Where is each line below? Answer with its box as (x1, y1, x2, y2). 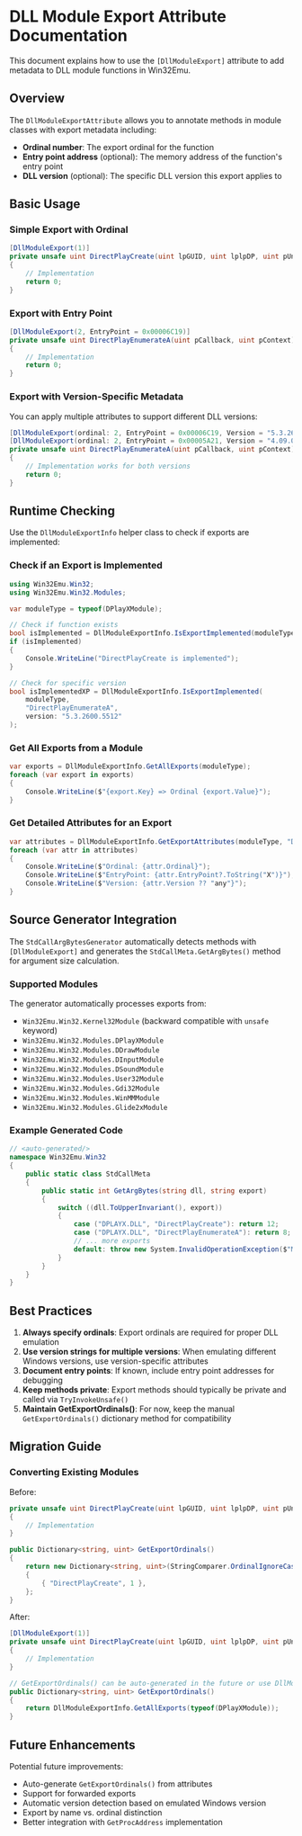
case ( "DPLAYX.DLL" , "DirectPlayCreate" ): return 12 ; (73, 1220, 280, 1229)
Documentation (9, 25, 129, 46)
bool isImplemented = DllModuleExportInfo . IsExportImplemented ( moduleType (9, 629, 296, 638)
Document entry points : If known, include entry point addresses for (22, 1366, 275, 1376)
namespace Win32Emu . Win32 (9, 1153, 106, 1162)
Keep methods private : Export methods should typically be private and (22, 1384, 287, 1395)
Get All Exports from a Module (9, 741, 144, 754)
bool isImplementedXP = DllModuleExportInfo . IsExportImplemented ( (9, 686, 263, 696)
